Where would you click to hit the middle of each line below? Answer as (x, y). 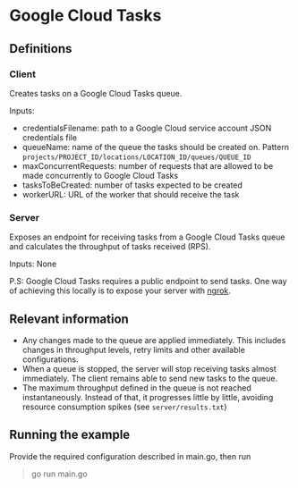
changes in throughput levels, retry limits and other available (134, 349)
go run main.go (59, 474)
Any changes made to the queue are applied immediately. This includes (154, 340)
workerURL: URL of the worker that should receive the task (131, 194)
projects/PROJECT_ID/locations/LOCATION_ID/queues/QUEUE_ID (136, 157)
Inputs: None (33, 264)
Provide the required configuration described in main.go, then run (130, 456)
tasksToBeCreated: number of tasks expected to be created (132, 185)
